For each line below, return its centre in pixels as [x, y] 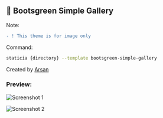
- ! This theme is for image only [49, 36]
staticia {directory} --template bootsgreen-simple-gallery [82, 58]
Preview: [19, 84]
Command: [19, 47]
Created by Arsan [27, 69]
